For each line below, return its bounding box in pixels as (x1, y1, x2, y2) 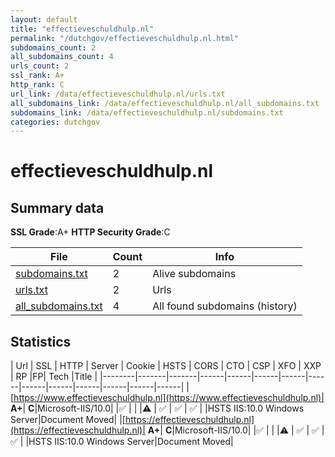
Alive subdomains (152, 267, 237, 281)
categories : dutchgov (10, 117, 101, 127)
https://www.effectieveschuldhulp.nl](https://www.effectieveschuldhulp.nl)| (13, 392, 325, 404)
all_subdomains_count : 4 (10, 52, 114, 62)
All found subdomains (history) (152, 299, 298, 313)
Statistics (10, 333, 72, 350)
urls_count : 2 (10, 61, 70, 71)
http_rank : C (10, 80, 65, 90)
